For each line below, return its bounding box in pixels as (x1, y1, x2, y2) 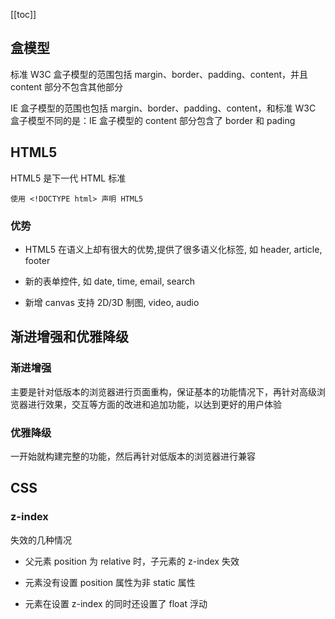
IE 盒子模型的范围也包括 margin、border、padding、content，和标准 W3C (10, 102, 317, 114)
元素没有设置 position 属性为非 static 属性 (24, 576, 196, 588)
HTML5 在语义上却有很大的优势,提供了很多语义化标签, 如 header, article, (24, 243, 323, 255)
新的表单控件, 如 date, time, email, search (24, 275, 195, 287)
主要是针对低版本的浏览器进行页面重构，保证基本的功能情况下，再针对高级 (10, 385, 317, 398)
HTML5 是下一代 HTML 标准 (10, 172, 127, 184)
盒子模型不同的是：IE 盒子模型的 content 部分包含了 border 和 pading (10, 114, 296, 126)
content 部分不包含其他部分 (10, 80, 124, 93)
